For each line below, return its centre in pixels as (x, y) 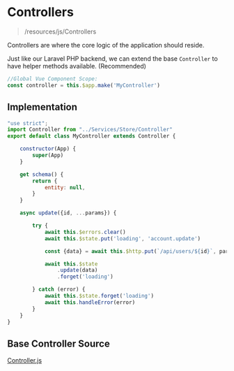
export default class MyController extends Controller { (92, 136)
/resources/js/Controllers (60, 31)
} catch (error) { (59, 290)
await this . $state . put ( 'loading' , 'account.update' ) (122, 238)
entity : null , (65, 187)
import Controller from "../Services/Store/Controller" (90, 130)
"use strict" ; (28, 123)
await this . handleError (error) (90, 302)
